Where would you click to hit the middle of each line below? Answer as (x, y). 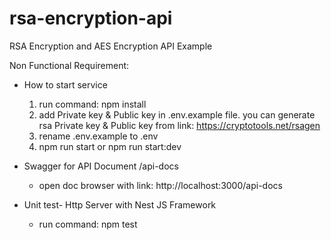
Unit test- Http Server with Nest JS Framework (120, 204)
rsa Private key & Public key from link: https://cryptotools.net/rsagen (179, 125)
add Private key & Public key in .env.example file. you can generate (177, 114)
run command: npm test (88, 224)
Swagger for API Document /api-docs (101, 166)
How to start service (65, 84)
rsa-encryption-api (91, 18)
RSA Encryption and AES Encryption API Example (111, 46)
